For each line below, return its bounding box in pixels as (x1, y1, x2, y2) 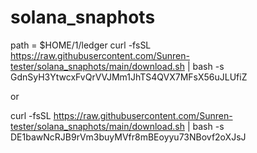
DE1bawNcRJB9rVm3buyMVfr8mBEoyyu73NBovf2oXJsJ (10, 131, 247, 143)
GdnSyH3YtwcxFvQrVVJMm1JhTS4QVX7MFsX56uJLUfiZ (10, 71, 248, 83)
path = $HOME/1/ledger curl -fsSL (10, 39, 152, 51)
